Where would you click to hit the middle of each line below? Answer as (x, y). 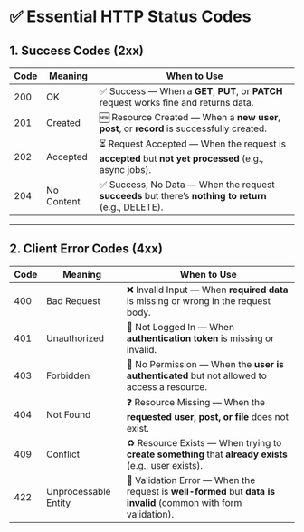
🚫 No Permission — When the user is (205, 364)
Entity (58, 502)
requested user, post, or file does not (208, 416)
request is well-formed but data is (201, 491)
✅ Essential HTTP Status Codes (130, 17)
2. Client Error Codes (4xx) (86, 249)
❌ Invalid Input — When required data (207, 290)
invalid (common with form (184, 502)
